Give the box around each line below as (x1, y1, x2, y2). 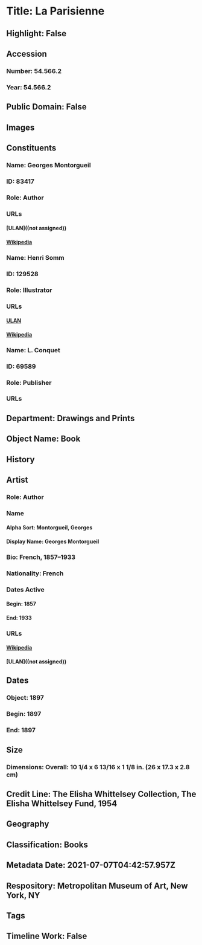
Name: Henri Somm (6, 253, 65, 262)
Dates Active (6, 585, 45, 593)
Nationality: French (6, 569, 64, 578)
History (6, 454, 35, 465)
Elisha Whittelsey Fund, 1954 (6, 798, 118, 808)
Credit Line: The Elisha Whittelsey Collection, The (6, 789, 197, 799)
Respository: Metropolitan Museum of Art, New (6, 880, 188, 891)
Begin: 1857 (6, 600, 36, 608)
